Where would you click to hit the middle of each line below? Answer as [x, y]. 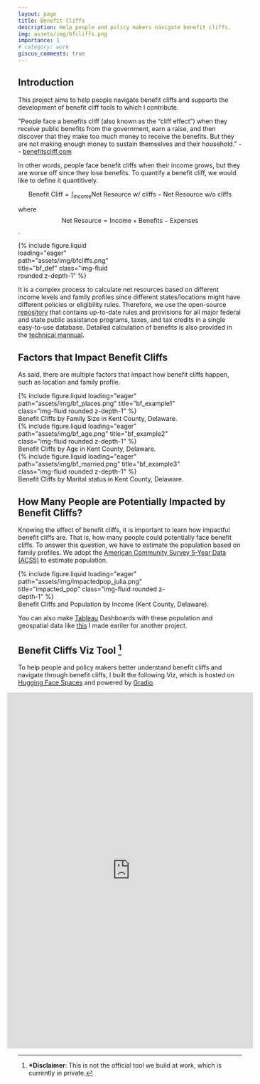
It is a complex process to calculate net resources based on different [118, 290]
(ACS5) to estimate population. [63, 561]
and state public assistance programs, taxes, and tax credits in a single [122, 320]
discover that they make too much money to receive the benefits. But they [126, 136]
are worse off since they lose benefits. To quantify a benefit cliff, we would [127, 172]
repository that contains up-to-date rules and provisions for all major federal [130, 312]
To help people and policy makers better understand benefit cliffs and [120, 667]
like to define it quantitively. [58, 180]
